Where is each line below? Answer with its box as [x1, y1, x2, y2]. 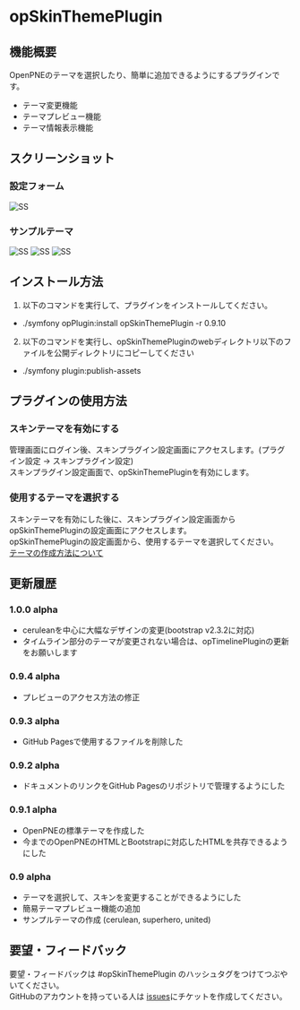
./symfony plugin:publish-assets [21, 365, 141, 376]
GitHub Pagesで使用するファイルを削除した [21, 737, 184, 747]
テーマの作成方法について [9, 547, 104, 557]
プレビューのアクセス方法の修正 [21, 692, 141, 703]
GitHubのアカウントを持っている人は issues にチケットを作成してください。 [9, 990, 288, 1001]
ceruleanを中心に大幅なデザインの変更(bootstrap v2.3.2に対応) [21, 625, 255, 635]
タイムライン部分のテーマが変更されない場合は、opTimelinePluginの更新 [21, 636, 289, 647]
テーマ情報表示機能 [21, 123, 94, 133]
